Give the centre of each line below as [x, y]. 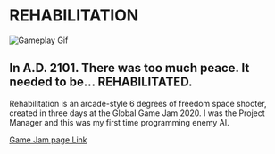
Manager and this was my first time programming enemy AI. [119, 122]
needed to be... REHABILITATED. [101, 82]
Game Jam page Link [48, 140]
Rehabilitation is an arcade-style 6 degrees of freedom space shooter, [138, 103]
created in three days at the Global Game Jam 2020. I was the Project [137, 113]
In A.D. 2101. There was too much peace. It [129, 68]
